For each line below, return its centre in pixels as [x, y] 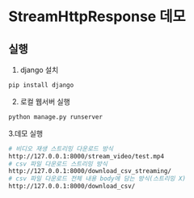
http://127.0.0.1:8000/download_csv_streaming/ [90, 171]
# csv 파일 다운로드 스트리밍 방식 [58, 164]
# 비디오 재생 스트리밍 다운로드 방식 [61, 149]
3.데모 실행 [25, 133]
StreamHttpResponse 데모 [97, 17]
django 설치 [39, 70]
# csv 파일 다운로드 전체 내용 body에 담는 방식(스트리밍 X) [97, 179]
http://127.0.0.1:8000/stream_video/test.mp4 [86, 156]
